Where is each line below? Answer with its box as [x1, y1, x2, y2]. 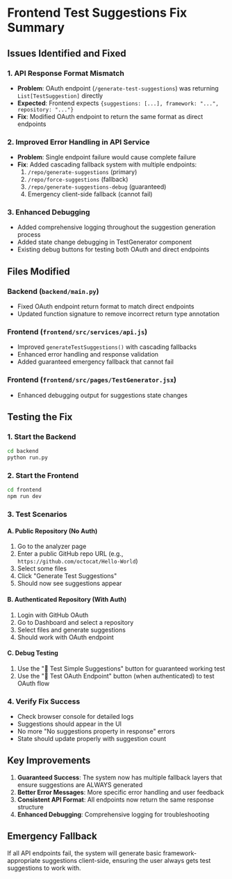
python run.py [7, 454, 49, 461]
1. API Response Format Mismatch [7, 68, 125, 78]
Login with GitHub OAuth [17, 611, 89, 619]
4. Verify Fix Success [7, 697, 81, 706]
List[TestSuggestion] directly [17, 91, 103, 100]
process [17, 231, 41, 239]
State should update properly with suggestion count [17, 735, 167, 743]
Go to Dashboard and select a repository [17, 618, 134, 626]
